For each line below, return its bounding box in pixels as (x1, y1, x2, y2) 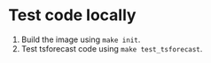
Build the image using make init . (20, 34, 141, 45)
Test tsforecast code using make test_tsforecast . (20, 43, 203, 53)
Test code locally (8, 5, 137, 25)
